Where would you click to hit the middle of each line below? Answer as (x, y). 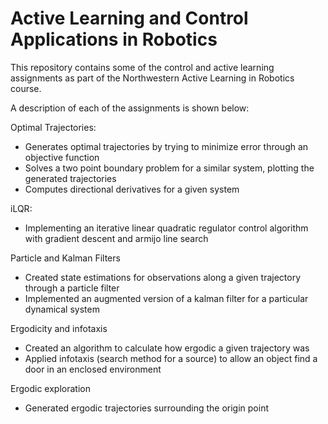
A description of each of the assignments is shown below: (130, 108)
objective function (62, 157)
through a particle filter (72, 288)
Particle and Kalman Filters (65, 258)
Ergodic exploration (50, 388)
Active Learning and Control (129, 18)
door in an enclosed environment (93, 369)
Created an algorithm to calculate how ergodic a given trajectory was (167, 348)
